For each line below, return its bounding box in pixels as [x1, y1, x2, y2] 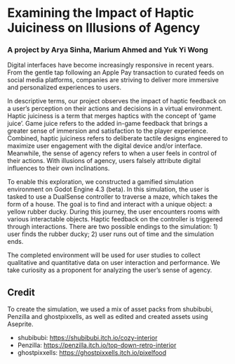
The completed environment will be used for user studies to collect [7, 251, 201, 259]
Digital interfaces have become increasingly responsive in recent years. [7, 61, 214, 70]
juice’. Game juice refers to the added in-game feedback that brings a [7, 119, 208, 128]
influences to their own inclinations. [7, 164, 110, 173]
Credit [7, 286, 35, 298]
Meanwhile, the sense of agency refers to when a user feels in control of [7, 149, 217, 157]
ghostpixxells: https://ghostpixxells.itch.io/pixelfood [17, 349, 167, 357]
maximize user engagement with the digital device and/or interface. [7, 142, 203, 150]
